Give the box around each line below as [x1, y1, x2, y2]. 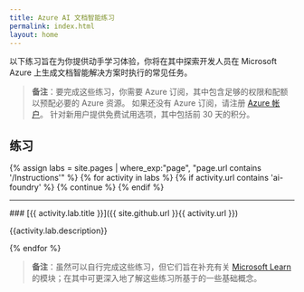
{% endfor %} [9, 243, 62, 254]
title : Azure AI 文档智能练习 [9, 13, 115, 23]
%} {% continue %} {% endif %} [43, 182, 165, 193]
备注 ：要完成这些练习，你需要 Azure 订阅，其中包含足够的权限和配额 [31, 87, 289, 98]
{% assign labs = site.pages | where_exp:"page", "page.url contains [9, 163, 262, 174]
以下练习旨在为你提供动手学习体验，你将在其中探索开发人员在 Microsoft [9, 56, 278, 67]
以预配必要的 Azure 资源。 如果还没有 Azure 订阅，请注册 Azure [31, 98, 271, 108]
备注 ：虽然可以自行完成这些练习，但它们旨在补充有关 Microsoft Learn [31, 261, 292, 272]
